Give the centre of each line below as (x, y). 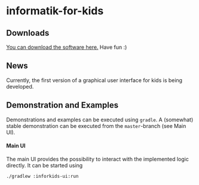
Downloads (28, 33)
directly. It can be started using (45, 165)
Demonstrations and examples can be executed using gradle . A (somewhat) (100, 120)
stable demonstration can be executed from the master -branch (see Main (96, 126)
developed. (20, 86)
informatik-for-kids (55, 11)
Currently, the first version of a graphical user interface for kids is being (94, 80)
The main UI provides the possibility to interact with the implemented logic (98, 159)
